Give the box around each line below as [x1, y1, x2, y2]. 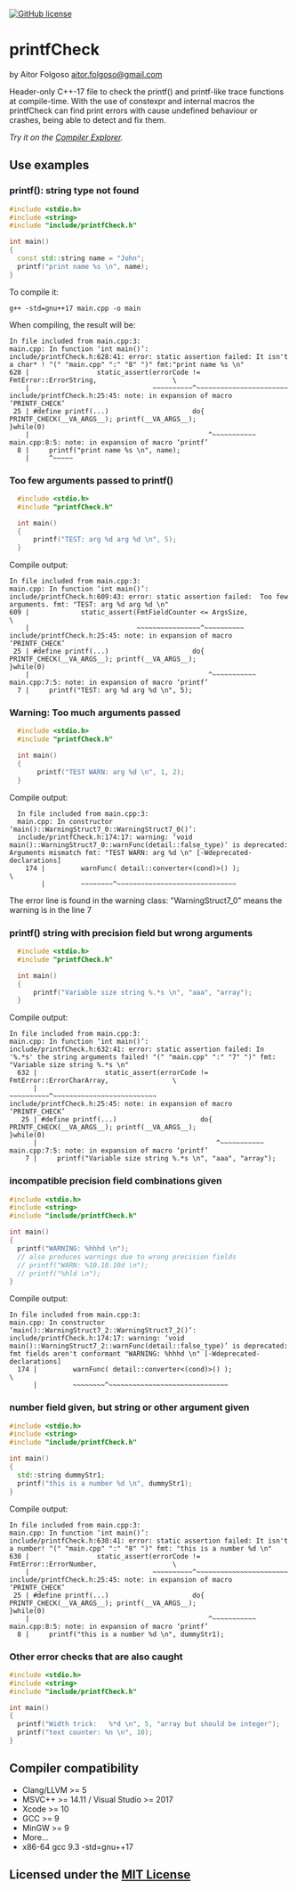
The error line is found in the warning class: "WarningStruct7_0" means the [9, 895, 283, 906]
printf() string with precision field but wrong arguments [9, 926, 253, 939]
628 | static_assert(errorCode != [9, 368, 201, 377]
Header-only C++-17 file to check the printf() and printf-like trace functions [9, 86, 285, 97]
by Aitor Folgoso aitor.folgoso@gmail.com [9, 69, 163, 79]
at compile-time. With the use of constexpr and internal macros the [9, 95, 255, 106]
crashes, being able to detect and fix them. [9, 114, 166, 125]
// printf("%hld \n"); [17, 1269, 101, 1278]
